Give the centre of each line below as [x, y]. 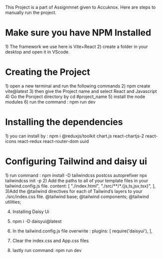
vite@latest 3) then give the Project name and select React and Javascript [81, 91]
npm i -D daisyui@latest [37, 221]
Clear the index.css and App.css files [50, 240]
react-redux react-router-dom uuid [53, 141]
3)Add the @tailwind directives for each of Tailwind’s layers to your [74, 191]
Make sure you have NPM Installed [78, 33]
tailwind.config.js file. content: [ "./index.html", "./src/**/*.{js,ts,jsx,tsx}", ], [81, 186]
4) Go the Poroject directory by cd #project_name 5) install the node [75, 96]
